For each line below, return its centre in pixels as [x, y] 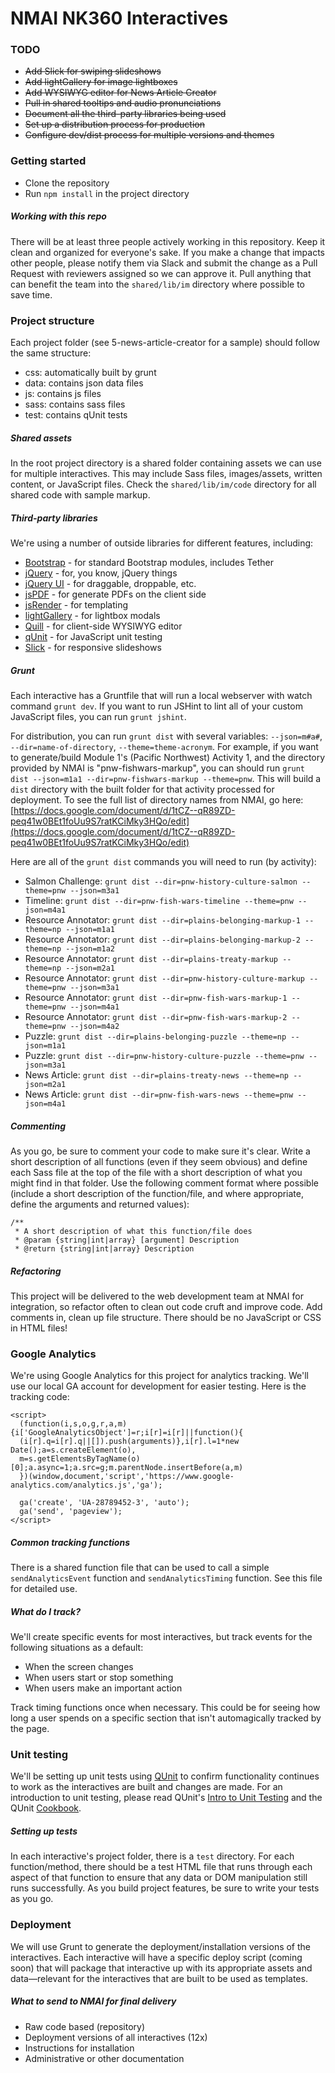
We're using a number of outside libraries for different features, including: [162, 543]
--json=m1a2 [90, 948]
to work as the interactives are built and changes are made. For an [146, 1787]
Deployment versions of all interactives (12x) [116, 2037]
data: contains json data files [84, 383]
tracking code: [40, 1397]
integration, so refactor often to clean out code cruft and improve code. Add [166, 1306]
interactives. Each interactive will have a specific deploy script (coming [156, 1957]
